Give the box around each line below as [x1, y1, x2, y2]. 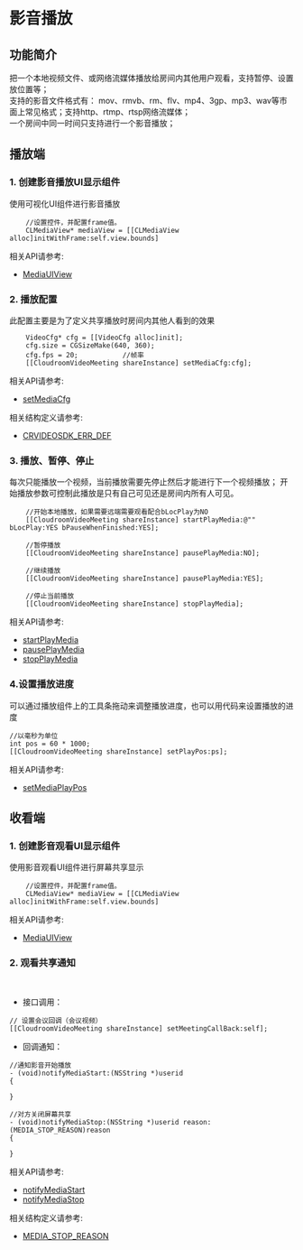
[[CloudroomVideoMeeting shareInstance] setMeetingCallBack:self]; [9, 1023, 269, 1033]
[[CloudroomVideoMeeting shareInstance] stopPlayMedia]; [25, 599, 244, 609]
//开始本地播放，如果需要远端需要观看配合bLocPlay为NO [25, 507, 209, 517]
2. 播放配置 [9, 292, 58, 305]
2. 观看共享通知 [9, 957, 77, 969]
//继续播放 [25, 566, 61, 576]
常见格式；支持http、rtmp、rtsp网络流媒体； [24, 106, 191, 117]
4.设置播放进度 [9, 678, 75, 690]
